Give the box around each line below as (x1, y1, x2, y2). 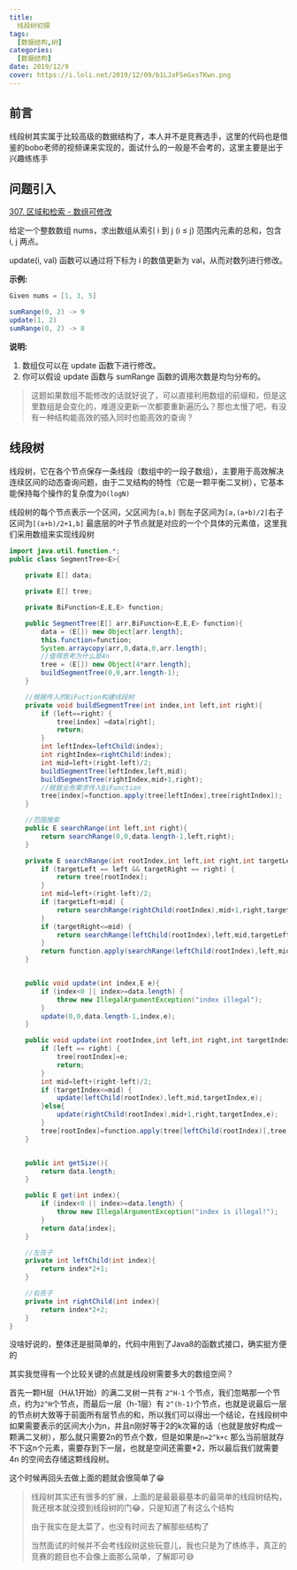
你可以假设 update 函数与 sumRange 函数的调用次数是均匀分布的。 (21, 371, 266, 382)
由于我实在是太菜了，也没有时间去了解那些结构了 (30, 1521, 209, 1532)
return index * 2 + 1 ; (41, 1265, 109, 1273)
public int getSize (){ (25, 1158, 109, 1167)
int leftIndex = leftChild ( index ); (41, 742, 164, 751)
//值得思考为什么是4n (41, 652, 110, 661)
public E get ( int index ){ (25, 1191, 121, 1200)
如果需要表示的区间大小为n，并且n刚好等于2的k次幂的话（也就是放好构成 (9, 1420, 276, 1431)
